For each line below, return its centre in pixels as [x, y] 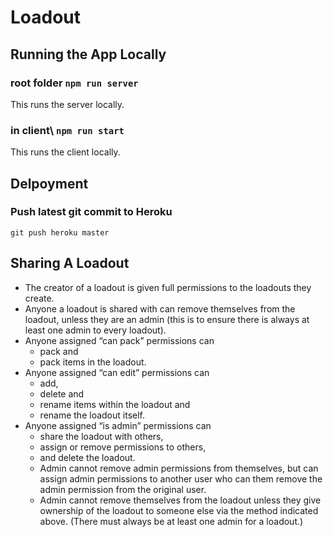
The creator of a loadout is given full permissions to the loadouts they [168, 287]
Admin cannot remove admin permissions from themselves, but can [179, 468]
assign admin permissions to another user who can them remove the [181, 478]
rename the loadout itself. [92, 415]
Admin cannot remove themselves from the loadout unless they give [180, 500]
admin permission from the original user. [123, 489]
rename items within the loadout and [115, 404]
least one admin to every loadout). [95, 330]
